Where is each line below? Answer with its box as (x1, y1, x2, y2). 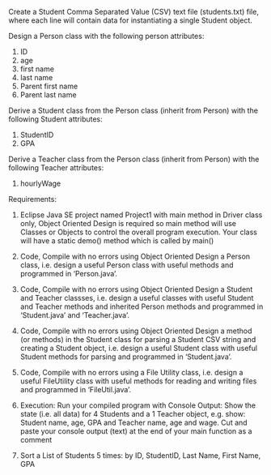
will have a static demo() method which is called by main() (19, 236, 214, 246)
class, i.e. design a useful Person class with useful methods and (19, 260, 234, 270)
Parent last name (19, 90, 77, 100)
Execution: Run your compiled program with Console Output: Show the (19, 400, 256, 410)
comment (19, 435, 53, 444)
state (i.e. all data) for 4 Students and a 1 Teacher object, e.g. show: (19, 409, 246, 418)
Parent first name (19, 81, 78, 91)
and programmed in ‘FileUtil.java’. (19, 385, 132, 394)
